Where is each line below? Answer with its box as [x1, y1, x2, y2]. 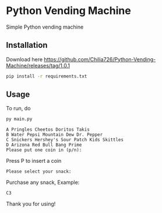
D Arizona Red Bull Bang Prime [6, 142, 82, 148]
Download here [6, 55, 43, 62]
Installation [6, 40, 48, 50]
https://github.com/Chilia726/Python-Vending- [43, 55, 156, 62]
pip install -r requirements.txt [6, 73, 87, 79]
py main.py [6, 116, 33, 122]
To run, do [6, 105, 31, 112]
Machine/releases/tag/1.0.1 [6, 62, 70, 69]
